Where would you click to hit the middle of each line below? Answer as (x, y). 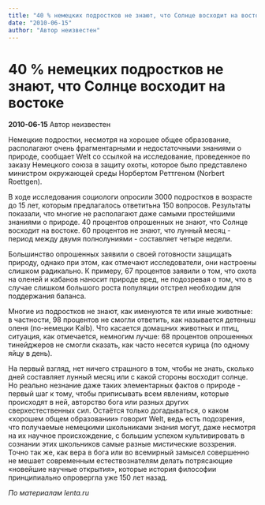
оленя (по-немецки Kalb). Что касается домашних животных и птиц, (124, 328)
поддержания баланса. (47, 296)
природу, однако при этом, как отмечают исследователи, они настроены (132, 263)
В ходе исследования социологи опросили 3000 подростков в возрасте (130, 197)
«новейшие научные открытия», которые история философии (112, 469)
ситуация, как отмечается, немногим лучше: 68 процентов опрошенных (131, 337)
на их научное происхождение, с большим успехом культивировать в (127, 436)
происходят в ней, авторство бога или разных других (99, 402)
